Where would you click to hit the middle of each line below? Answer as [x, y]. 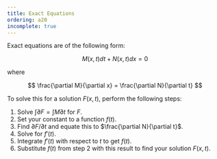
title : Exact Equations [41, 13]
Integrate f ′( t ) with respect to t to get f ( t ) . [74, 141]
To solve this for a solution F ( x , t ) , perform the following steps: [94, 99]
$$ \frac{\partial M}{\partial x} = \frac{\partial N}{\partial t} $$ [115, 86]
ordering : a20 [27, 20]
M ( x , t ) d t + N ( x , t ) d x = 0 [115, 59]
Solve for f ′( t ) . [36, 134]
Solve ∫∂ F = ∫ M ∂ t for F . [50, 112]
